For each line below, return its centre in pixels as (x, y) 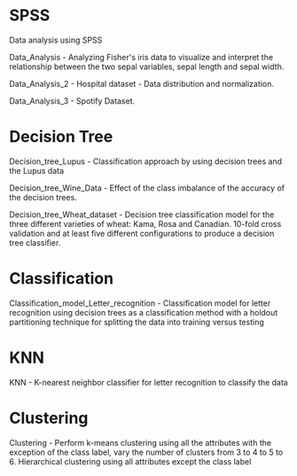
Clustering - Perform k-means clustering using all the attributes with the (141, 442)
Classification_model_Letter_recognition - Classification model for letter (140, 303)
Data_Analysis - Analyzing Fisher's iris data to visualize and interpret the (141, 57)
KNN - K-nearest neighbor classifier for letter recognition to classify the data (148, 382)
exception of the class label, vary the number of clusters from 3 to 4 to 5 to (146, 452)
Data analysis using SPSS (56, 40)
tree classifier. (35, 242)
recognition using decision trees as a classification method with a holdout (144, 312)
